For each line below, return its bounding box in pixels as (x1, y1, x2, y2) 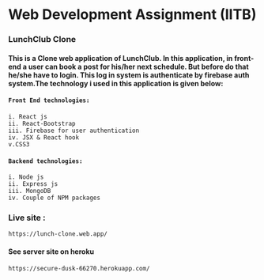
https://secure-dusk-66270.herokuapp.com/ (8, 264, 150, 272)
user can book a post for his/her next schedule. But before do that (28, 62, 249, 71)
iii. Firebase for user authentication (8, 127, 140, 134)
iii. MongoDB (8, 187, 51, 195)
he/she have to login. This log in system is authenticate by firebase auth (8, 70, 250, 80)
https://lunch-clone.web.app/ (8, 230, 108, 238)
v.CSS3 (8, 140, 30, 148)
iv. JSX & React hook (8, 133, 80, 142)
